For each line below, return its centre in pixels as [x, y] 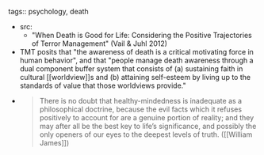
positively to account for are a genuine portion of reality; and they [147, 117]
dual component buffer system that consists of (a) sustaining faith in [131, 69]
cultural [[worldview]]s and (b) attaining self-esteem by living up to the [135, 77]
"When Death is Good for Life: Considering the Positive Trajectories [142, 35]
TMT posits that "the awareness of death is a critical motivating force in [136, 52]
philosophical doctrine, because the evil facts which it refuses [141, 109]
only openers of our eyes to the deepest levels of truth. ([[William [146, 134]
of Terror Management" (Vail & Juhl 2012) [99, 43]
